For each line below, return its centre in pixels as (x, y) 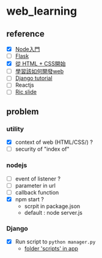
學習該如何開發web (39, 71)
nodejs (17, 165)
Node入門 (27, 49)
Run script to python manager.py (55, 242)
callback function (37, 192)
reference (25, 34)
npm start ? (29, 199)
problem (23, 111)
